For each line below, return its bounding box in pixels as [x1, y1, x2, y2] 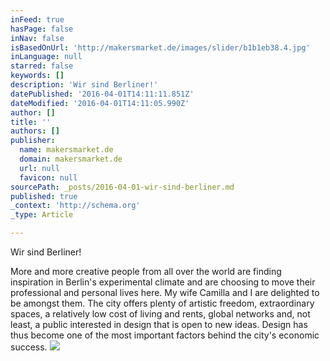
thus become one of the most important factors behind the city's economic [10, 329, 320, 341]
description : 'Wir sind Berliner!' [10, 80, 159, 90]
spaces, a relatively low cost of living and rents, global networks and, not [10, 308, 311, 320]
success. [10, 341, 48, 353]
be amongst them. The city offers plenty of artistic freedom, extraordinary [10, 297, 315, 309]
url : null [19, 163, 60, 173]
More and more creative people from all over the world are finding [10, 266, 282, 277]
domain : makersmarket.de [19, 154, 123, 164]
